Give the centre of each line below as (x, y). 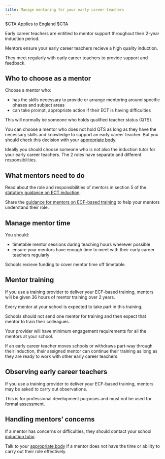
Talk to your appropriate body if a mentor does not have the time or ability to (82, 446)
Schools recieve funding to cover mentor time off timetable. (66, 265)
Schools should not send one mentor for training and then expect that (76, 316)
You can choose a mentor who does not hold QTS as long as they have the (81, 129)
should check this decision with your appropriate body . (61, 140)
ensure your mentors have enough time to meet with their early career (83, 250)
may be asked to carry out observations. (46, 389)
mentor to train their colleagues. (38, 321)
